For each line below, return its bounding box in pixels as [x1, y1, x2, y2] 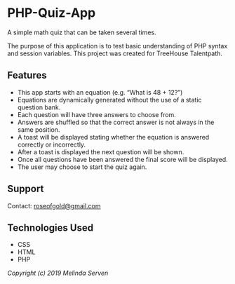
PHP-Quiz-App [7, 5, 96, 21]
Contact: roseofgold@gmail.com [7, 201, 101, 210]
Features [7, 69, 47, 81]
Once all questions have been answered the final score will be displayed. [17, 155, 228, 163]
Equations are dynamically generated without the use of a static [17, 95, 202, 104]
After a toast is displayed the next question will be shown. [17, 147, 184, 156]
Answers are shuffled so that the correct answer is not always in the [17, 118, 215, 126]
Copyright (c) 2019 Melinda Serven [7, 269, 109, 278]
